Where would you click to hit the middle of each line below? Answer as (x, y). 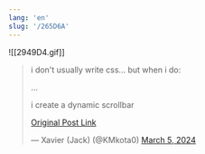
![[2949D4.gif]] (37, 52)
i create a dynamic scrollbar (82, 104)
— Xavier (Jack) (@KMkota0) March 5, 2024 (113, 140)
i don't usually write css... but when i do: (106, 70)
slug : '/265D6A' (39, 26)
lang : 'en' (29, 18)
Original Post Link (63, 122)
